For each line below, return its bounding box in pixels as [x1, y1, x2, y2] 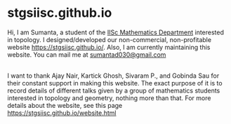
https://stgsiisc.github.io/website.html [7, 109, 117, 117]
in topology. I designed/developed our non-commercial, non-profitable [7, 35, 212, 43]
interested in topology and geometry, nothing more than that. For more [7, 93, 211, 102]
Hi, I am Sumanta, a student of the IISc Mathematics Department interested [7, 28, 225, 36]
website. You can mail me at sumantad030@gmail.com [7, 50, 166, 59]
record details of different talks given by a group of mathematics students [7, 86, 220, 95]
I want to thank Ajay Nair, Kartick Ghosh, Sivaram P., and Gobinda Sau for [7, 71, 220, 80]
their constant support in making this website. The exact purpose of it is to [7, 78, 223, 87]
